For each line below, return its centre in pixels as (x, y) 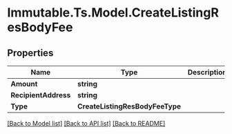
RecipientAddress (41, 95)
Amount (24, 84)
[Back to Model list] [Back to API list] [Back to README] (86, 123)
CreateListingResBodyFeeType (129, 106)
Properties (30, 53)
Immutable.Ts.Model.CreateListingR (113, 13)
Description (207, 72)
